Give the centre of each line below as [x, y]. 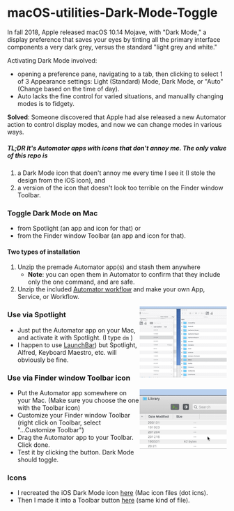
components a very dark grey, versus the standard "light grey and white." [112, 47]
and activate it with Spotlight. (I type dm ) [75, 337]
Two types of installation [44, 252]
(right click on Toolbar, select [59, 422]
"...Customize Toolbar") [51, 430]
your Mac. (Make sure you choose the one [78, 400]
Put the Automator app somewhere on [72, 393]
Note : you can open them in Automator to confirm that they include [124, 275]
